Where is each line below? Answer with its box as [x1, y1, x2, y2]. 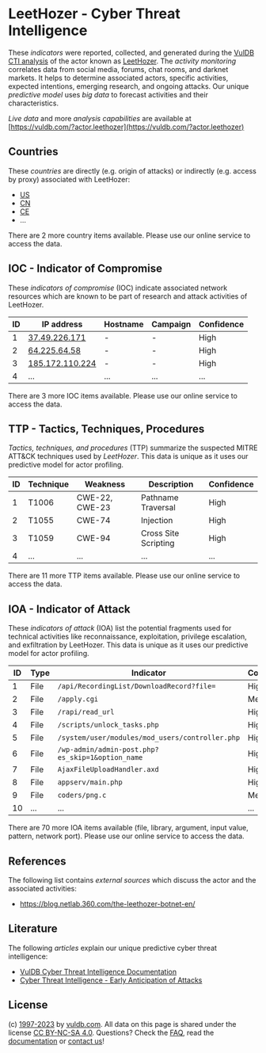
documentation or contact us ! [8, 1036, 105, 1046]
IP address [41, 319, 83, 330]
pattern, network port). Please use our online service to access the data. [8, 831, 245, 841]
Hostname [104, 319, 144, 330]
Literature [8, 922, 58, 936]
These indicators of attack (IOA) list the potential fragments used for [8, 624, 232, 633]
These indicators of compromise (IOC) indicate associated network [8, 283, 228, 292]
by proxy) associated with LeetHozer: [8, 174, 131, 184]
